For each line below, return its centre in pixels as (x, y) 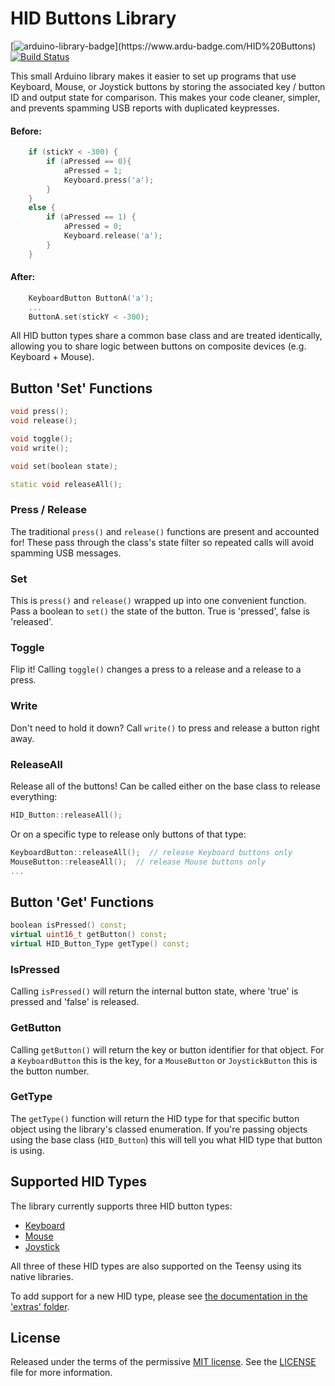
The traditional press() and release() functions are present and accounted (165, 531)
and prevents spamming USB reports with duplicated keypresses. (145, 108)
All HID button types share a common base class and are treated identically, (166, 336)
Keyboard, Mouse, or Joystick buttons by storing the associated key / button (168, 86)
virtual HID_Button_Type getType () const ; (100, 944)
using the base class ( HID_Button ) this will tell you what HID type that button (166, 1139)
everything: (34, 797)
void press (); (40, 412)
